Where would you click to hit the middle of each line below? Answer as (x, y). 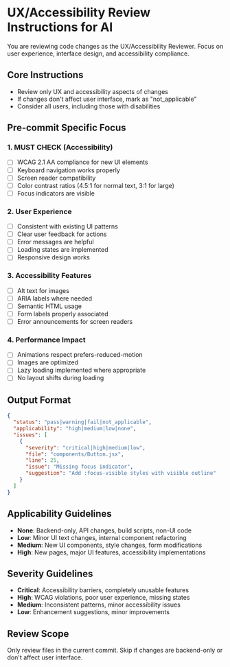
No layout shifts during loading (60, 378)
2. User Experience (39, 211)
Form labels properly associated (62, 314)
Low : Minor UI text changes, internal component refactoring (102, 537)
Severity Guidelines (50, 573)
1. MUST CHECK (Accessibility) (60, 148)
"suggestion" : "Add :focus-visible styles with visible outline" (120, 473)
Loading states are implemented (62, 250)
